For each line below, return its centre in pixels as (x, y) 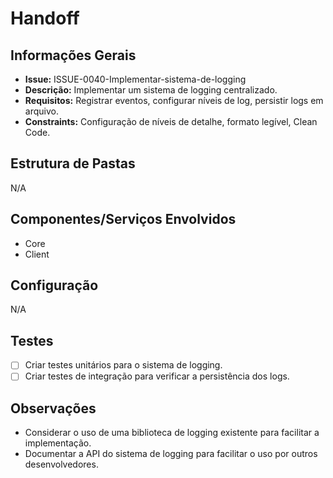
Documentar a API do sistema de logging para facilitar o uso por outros (171, 454)
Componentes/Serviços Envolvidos (123, 219)
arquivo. (41, 111)
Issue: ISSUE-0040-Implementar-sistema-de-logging (135, 79)
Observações (53, 408)
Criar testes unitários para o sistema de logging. (123, 365)
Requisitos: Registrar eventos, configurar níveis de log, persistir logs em (174, 100)
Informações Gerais (73, 55)
